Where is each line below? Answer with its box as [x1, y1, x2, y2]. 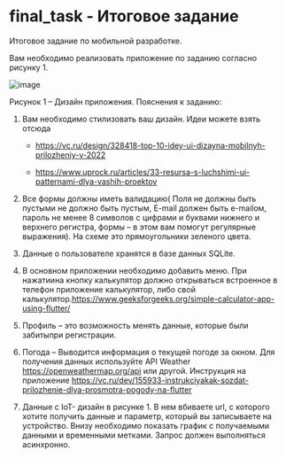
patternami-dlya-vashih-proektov [35, 175, 158, 187]
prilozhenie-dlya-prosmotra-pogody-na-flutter [21, 384, 192, 395]
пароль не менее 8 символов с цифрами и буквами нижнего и [21, 212, 259, 222]
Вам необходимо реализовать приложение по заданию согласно [9, 52, 258, 63]
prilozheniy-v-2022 [35, 149, 106, 160]
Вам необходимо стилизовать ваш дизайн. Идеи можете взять [21, 113, 261, 124]
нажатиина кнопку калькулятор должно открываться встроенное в [21, 275, 278, 285]
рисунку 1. [9, 62, 49, 73]
